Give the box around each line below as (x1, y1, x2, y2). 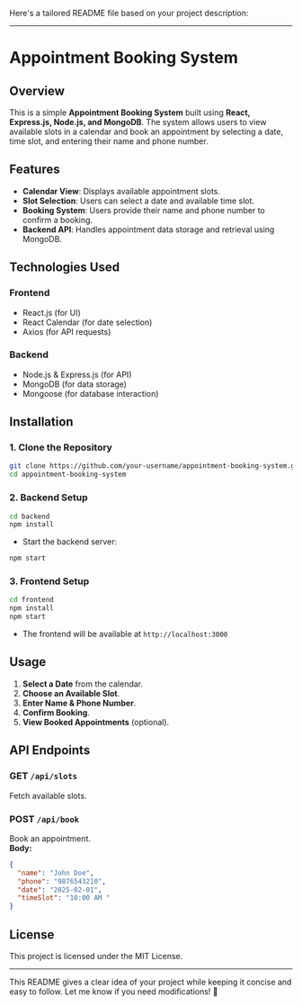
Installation (9, 414, 74, 430)
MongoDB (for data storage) (22, 378, 128, 390)
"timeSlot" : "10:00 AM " (17, 894, 111, 903)
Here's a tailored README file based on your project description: (9, 8, 249, 18)
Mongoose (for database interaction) (22, 388, 159, 399)
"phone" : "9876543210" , (17, 876, 106, 885)
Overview (9, 83, 66, 98)
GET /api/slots (9, 769, 78, 782)
